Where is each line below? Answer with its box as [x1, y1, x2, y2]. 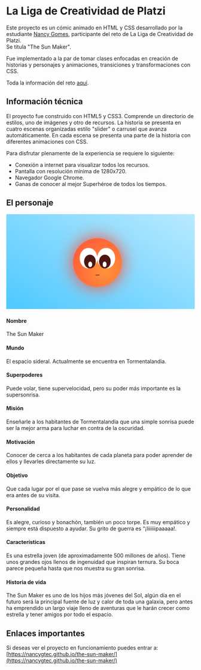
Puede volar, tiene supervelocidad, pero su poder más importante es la [6, 384, 181, 392]
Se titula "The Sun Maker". [6, 43, 72, 50]
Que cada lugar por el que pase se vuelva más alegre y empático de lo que [6, 485, 191, 492]
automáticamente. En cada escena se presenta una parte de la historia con [6, 131, 191, 139]
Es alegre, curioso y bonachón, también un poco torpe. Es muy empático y [6, 518, 190, 525]
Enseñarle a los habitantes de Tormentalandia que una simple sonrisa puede [6, 418, 194, 425]
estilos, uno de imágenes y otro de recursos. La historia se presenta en [6, 119, 181, 126]
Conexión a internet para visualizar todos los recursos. [14, 161, 150, 169]
